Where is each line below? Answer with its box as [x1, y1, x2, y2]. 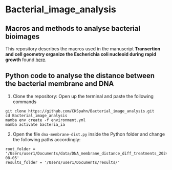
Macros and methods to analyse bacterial [5, 24, 141, 33]
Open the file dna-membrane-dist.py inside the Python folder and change [12, 131, 165, 137]
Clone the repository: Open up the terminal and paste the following [12, 93, 154, 99]
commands [12, 99, 37, 105]
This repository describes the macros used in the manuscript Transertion [5, 46, 161, 52]
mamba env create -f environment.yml [5, 117, 86, 123]
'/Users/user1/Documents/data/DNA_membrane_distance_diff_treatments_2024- [5, 150, 170, 156]
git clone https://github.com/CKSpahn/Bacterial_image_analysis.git [5, 108, 155, 114]
